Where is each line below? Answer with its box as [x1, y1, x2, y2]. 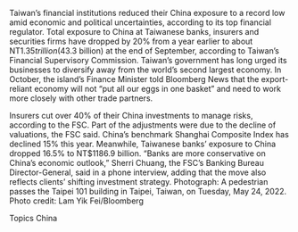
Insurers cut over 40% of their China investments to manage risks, [9, 111, 253, 120]
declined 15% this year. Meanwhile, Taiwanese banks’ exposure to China [9, 138, 277, 149]
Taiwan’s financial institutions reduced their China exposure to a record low [9, 8, 286, 18]
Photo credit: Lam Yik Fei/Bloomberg [9, 195, 145, 206]
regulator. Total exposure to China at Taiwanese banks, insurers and [9, 27, 260, 37]
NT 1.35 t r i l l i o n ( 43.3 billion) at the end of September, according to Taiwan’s [9, 46, 279, 56]
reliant [9, 84, 33, 94]
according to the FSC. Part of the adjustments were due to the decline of [9, 120, 277, 130]
